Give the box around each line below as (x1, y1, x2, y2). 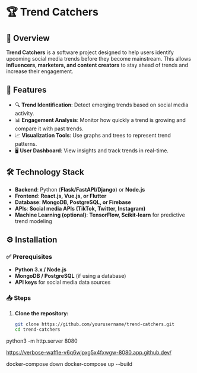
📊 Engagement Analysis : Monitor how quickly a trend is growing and (14, 116, 186, 123)
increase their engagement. (6, 68, 74, 75)
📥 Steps (6, 294, 31, 302)
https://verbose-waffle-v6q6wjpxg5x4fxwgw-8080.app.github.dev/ (6, 349, 172, 356)
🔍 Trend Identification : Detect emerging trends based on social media (14, 101, 189, 108)
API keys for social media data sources (14, 278, 111, 286)
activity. (14, 109, 34, 117)
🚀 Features (6, 85, 47, 95)
